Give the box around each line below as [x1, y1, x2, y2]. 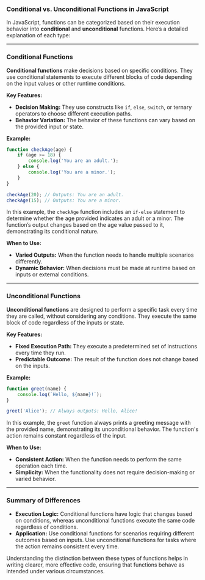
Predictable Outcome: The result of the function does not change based [15, 355, 198, 362]
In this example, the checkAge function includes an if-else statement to [6, 208, 185, 216]
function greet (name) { [6, 386, 67, 392]
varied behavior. [15, 475, 56, 483]
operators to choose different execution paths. [15, 109, 132, 117]
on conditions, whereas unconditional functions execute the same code [15, 516, 195, 524]
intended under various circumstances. [6, 567, 105, 574]
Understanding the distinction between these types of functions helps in [6, 554, 188, 562]
